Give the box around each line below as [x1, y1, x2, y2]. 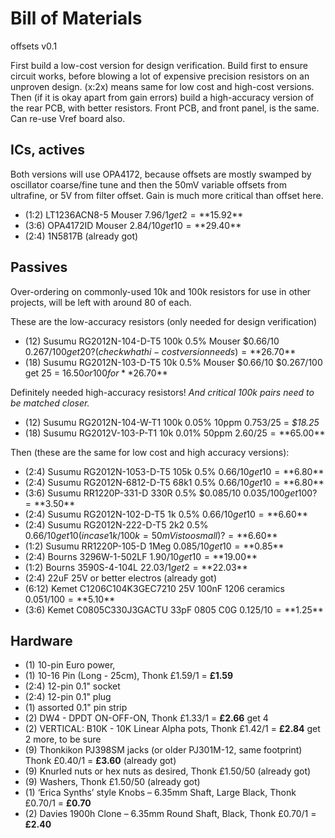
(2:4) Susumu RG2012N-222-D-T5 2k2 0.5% [24, 518, 209, 531]
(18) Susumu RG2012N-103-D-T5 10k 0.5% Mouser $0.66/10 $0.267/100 [24, 356, 323, 368]
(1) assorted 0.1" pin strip [24, 702, 128, 714]
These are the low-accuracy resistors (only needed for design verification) [10, 315, 318, 327]
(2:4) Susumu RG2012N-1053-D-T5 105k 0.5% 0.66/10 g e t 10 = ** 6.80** [24, 465, 325, 477]
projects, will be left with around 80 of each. [10, 296, 192, 308]
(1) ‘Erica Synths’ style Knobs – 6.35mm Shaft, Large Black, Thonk [24, 787, 297, 799]
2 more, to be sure [24, 733, 102, 746]
